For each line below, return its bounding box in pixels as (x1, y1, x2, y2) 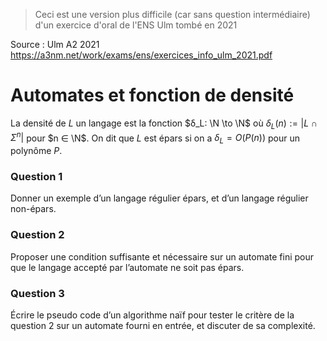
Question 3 (10, 286, 65, 300)
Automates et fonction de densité (10, 84, 295, 107)
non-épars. (10, 203, 57, 215)
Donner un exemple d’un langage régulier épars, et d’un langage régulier (10, 192, 309, 204)
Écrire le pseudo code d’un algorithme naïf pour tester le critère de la (10, 309, 295, 321)
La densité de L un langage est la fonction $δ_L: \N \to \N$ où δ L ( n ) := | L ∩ (10, 117, 318, 131)
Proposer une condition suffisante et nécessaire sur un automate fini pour (10, 250, 315, 263)
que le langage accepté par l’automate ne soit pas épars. (10, 261, 245, 273)
